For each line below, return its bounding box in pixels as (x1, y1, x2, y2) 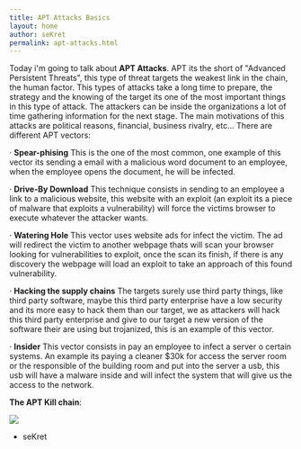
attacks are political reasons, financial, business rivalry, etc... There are (9, 121, 272, 131)
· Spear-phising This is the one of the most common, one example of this (9, 148, 281, 158)
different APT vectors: (9, 130, 92, 140)
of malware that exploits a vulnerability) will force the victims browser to (9, 203, 276, 214)
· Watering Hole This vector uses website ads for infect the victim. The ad (9, 230, 283, 241)
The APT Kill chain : (9, 397, 83, 408)
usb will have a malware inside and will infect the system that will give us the (9, 370, 293, 381)
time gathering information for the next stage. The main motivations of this (9, 111, 285, 121)
